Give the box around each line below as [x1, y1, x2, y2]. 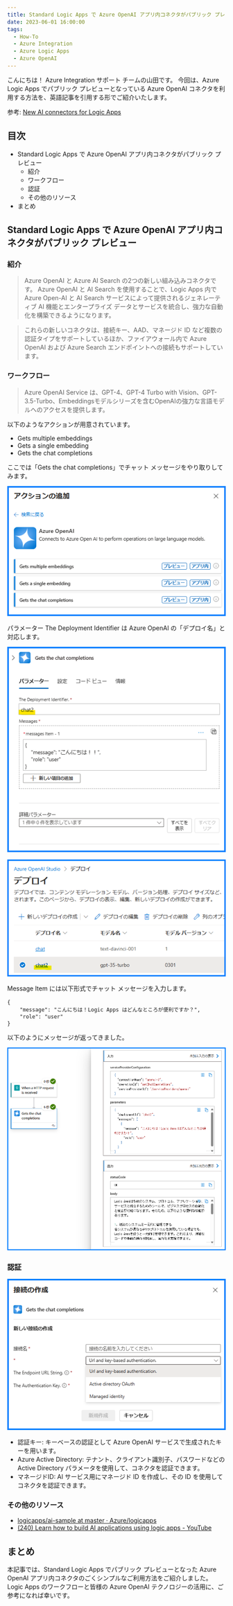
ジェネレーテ [184, 294, 221, 302]
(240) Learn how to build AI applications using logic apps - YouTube [17, 1524, 212, 1532]
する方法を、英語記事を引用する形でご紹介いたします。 [12, 93, 171, 101]
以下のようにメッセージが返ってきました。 [7, 1033, 128, 1041]
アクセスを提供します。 [42, 405, 109, 414]
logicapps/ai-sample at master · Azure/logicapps [17, 1517, 157, 1525]
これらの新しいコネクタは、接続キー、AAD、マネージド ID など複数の [24, 326, 223, 334]
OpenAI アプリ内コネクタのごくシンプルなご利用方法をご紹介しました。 [7, 1574, 213, 1582]
